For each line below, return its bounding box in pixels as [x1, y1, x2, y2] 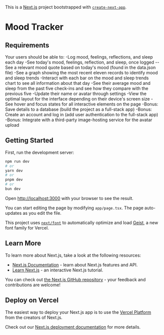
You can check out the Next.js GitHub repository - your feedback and [5, 276, 146, 282]
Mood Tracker [5, 22, 64, 33]
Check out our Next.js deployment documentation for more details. [5, 324, 141, 330]
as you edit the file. [23, 210, 62, 216]
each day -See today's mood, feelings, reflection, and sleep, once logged [5, 59, 154, 65]
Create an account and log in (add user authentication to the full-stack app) [5, 112, 159, 117]
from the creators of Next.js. [5, 314, 63, 320]
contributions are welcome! [5, 282, 61, 288]
